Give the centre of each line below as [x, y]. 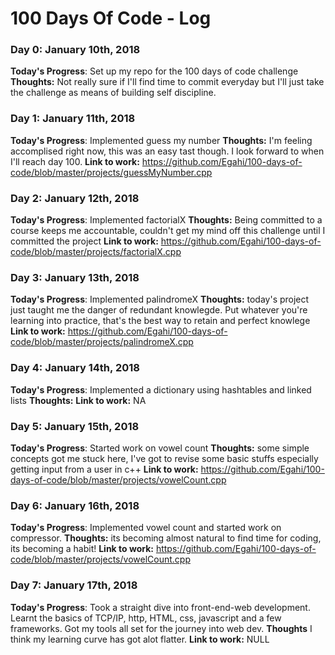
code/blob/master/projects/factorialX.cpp [96, 252]
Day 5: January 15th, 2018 [75, 426]
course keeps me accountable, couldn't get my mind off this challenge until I [168, 231]
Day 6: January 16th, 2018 [75, 505]
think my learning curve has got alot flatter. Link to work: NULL [140, 639]
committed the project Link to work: [84, 241]
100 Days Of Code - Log [111, 18]
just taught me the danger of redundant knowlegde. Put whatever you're [159, 310]
